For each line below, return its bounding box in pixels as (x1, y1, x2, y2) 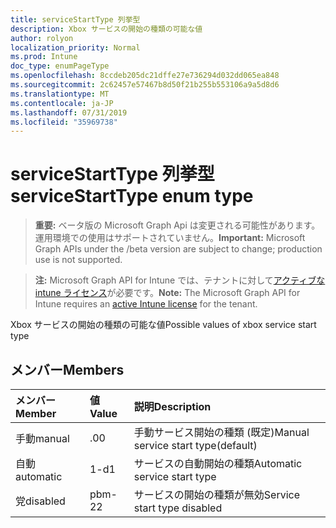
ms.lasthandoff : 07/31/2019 (10, 107, 128, 118)
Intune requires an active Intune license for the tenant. (34, 298, 258, 310)
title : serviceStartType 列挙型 (10, 14, 141, 25)
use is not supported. (34, 254, 123, 266)
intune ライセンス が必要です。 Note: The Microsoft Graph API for (34, 287, 301, 299)
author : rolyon (10, 33, 74, 43)
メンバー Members (10, 361, 125, 378)
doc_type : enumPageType (10, 61, 110, 71)
